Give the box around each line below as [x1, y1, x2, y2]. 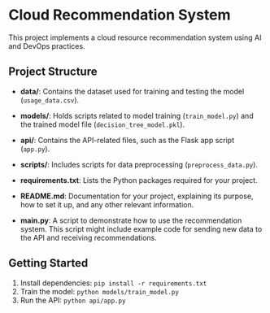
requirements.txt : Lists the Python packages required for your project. [20, 175, 258, 185]
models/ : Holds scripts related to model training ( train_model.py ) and [20, 111, 254, 120]
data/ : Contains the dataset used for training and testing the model [20, 86, 245, 96]
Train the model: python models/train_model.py [20, 286, 179, 296]
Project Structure [8, 65, 98, 79]
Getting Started [8, 256, 89, 270]
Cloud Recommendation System [8, 6, 231, 24]
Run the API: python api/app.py [20, 295, 126, 305]
